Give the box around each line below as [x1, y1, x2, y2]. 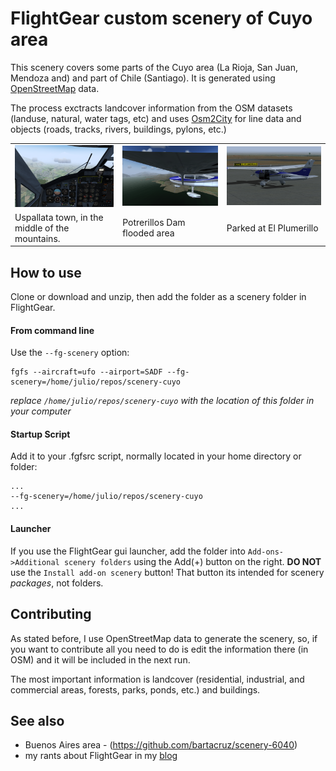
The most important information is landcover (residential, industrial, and [10, 673, 305, 685]
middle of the [14, 222, 70, 234]
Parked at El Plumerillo [226, 222, 319, 234]
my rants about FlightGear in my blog [24, 750, 178, 762]
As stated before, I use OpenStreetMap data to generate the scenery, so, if [10, 632, 318, 644]
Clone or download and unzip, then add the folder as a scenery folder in [10, 291, 307, 303]
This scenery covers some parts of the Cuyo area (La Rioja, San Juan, [10, 61, 298, 73]
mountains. [14, 232, 61, 244]
